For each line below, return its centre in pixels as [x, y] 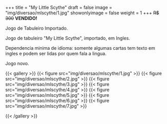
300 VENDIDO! [21, 18]
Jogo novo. [17, 63]
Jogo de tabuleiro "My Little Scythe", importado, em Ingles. [68, 38]
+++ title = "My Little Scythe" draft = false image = [59, 7]
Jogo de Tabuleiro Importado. [37, 28]
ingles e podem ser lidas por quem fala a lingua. [56, 54]
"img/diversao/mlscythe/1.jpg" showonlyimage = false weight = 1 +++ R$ [82, 13]
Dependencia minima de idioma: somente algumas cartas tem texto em [80, 48]
